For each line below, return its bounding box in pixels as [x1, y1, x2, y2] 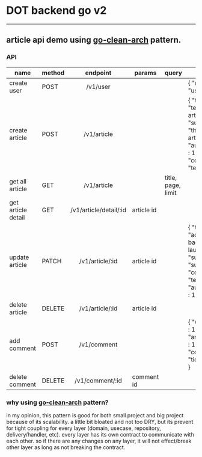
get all [9, 177, 27, 185]
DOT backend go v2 [6, 4, 107, 17]
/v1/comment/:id [75, 376, 122, 385]
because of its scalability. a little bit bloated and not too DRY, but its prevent [6, 418, 194, 425]
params [134, 69, 157, 77]
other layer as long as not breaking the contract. [6, 443, 126, 451]
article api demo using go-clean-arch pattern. [6, 35, 182, 45]
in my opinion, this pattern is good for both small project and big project [6, 411, 184, 419]
